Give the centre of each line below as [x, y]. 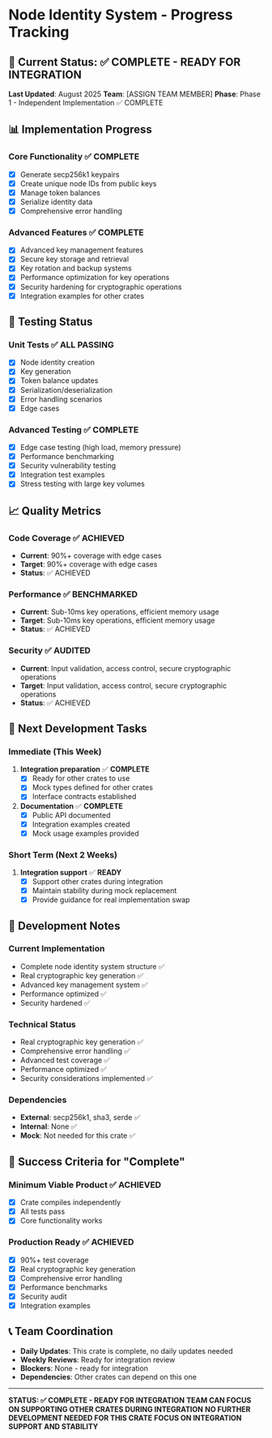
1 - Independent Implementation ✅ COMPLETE [86, 102]
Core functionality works [61, 1221]
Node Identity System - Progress [121, 15]
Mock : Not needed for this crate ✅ [78, 1136]
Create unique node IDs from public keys [88, 183]
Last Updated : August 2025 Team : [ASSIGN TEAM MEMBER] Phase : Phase [135, 94]
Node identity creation [57, 363]
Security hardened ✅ [55, 1002]
